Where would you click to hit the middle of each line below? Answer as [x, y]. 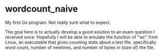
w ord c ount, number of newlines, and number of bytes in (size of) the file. [80, 47]
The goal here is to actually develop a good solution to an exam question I [80, 32]
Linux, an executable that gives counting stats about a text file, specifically [81, 42]
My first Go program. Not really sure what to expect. [58, 22]
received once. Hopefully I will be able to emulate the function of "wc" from [82, 37]
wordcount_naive [42, 9]
